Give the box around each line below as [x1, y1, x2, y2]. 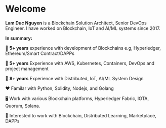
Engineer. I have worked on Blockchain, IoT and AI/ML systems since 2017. [5, 25, 160, 31]
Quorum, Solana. [5, 103, 40, 109]
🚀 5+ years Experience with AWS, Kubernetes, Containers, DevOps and [5, 60, 155, 66]
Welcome [5, 3, 46, 15]
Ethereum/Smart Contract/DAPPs [5, 50, 75, 56]
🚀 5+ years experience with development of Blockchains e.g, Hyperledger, [5, 45, 161, 51]
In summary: [5, 35, 33, 41]
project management [5, 66, 49, 72]
